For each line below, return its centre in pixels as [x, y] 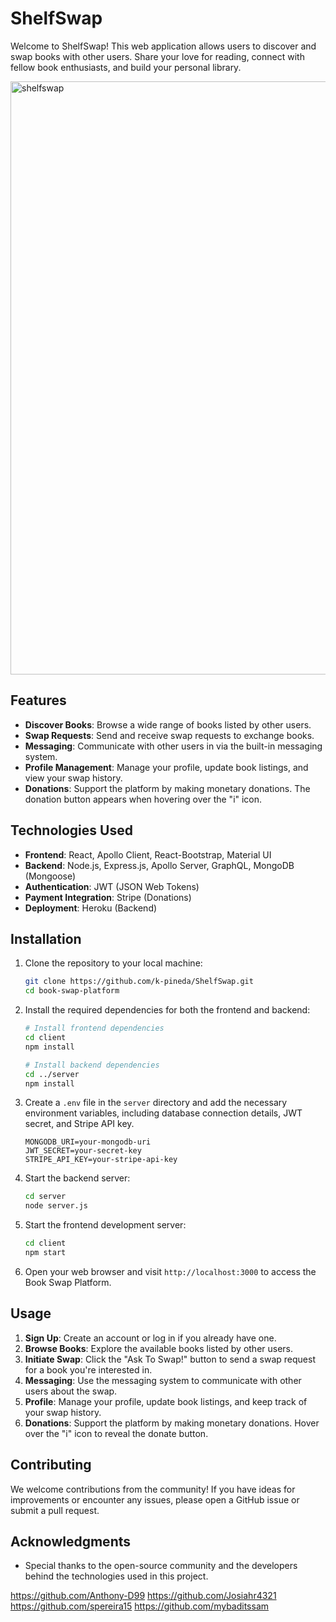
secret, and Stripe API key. [79, 1124]
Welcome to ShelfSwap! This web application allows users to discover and [163, 46]
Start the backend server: [77, 1178]
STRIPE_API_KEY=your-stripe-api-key [101, 1160]
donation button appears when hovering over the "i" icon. [143, 799]
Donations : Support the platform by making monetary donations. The [167, 788]
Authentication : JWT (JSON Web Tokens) [112, 886]
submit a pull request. [55, 1510]
